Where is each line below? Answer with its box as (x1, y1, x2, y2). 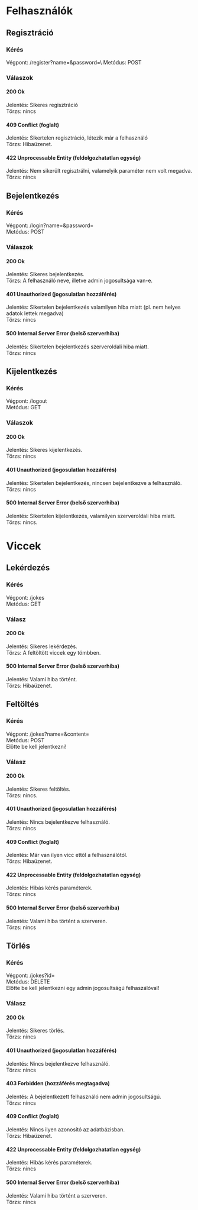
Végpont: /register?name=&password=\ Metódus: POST (6, 59, 142, 66)
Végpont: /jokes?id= (6, 972, 55, 979)
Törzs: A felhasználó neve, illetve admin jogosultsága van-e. (6, 277, 152, 284)
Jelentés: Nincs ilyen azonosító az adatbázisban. (6, 1126, 125, 1133)
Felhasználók (6, 4, 73, 18)
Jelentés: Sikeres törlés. (6, 1027, 65, 1034)
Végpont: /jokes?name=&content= (6, 730, 90, 737)
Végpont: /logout (6, 397, 47, 405)
